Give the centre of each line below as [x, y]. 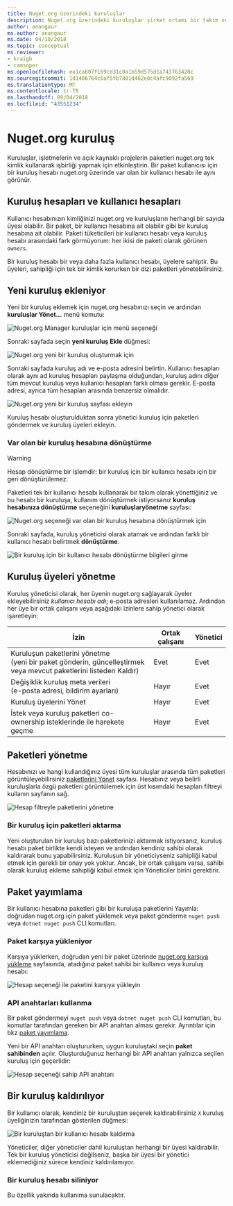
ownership [28, 722]
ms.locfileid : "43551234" [44, 104]
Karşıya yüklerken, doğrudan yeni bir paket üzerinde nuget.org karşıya [108, 957]
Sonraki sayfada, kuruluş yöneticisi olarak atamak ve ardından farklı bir [108, 534]
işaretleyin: [23, 616]
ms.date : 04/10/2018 [37, 40]
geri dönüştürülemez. [38, 479]
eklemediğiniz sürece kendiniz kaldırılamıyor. [71, 1162]
